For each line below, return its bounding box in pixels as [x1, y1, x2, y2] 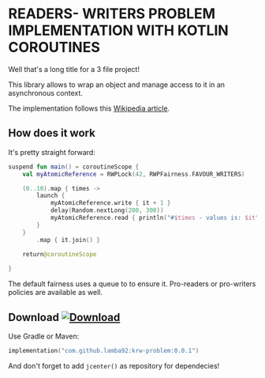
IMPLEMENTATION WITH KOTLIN [8, 21, 229, 40]
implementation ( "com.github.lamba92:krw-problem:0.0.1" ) [8, 346, 200, 354]
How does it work [8, 127, 96, 140]
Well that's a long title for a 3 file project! [8, 64, 140, 74]
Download [8, 310, 59, 324]
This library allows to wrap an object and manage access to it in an [8, 80, 226, 89]
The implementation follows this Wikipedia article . [8, 104, 170, 113]
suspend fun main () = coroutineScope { [8, 163, 140, 171]
